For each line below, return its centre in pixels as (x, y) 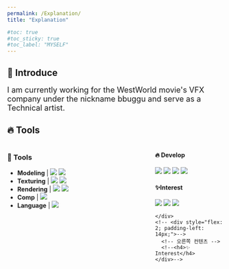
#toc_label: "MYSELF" (38, 45)
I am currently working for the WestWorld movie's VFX (106, 90)
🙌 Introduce (33, 73)
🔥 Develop (170, 155)
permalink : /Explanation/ (44, 13)
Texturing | (33, 181)
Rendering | (34, 190)
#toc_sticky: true (33, 38)
